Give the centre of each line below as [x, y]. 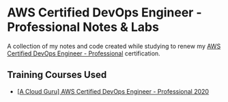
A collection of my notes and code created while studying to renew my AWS [114, 46]
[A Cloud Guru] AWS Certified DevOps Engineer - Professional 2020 [113, 91]
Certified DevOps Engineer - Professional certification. [84, 53]
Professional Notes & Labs [83, 27]
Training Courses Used [57, 75]
